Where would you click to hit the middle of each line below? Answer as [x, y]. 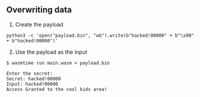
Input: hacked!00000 [33, 84]
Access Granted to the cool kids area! [57, 89]
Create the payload [39, 24]
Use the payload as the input [51, 52]
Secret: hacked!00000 [34, 79]
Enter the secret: [29, 74]
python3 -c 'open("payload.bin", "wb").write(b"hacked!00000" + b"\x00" [100, 36]
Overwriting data [39, 10]
